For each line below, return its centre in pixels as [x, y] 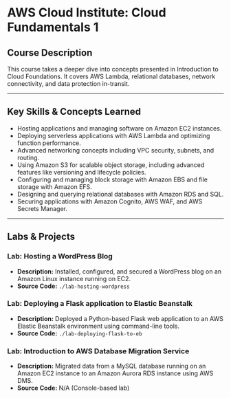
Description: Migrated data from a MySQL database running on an [111, 366]
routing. [28, 157]
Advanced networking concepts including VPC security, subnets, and [115, 150]
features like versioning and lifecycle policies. [81, 172]
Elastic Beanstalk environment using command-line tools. [98, 326]
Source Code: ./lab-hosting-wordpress [73, 286]
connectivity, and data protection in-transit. [68, 84]
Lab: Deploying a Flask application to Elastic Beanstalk [100, 304]
